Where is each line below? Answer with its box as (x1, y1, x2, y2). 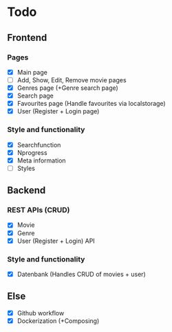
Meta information (17, 156, 67, 165)
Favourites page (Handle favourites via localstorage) (17, 100, 166, 108)
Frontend (7, 32, 47, 44)
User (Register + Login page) (17, 107, 100, 116)
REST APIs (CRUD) (7, 205, 70, 215)
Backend (7, 185, 46, 196)
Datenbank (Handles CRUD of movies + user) (17, 270, 146, 278)
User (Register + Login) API (17, 237, 95, 245)
